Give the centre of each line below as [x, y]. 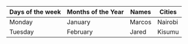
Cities [168, 12]
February [80, 32]
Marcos [141, 22]
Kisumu [168, 32]
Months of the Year [95, 12]
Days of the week [35, 12]
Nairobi [168, 22]
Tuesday [22, 32]
